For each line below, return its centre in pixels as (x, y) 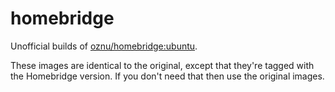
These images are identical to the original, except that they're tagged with (162, 65)
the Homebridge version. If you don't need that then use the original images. (167, 76)
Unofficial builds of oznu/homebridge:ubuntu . (104, 46)
